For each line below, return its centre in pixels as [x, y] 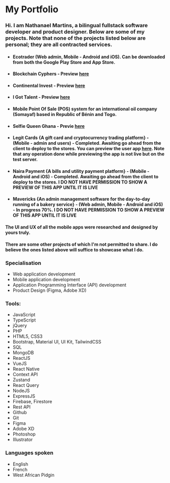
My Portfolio [32, 9]
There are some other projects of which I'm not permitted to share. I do [81, 244]
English [20, 464]
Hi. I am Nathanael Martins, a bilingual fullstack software [77, 26]
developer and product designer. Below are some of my [75, 32]
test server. [25, 159]
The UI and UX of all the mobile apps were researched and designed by [82, 227]
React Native [26, 369]
